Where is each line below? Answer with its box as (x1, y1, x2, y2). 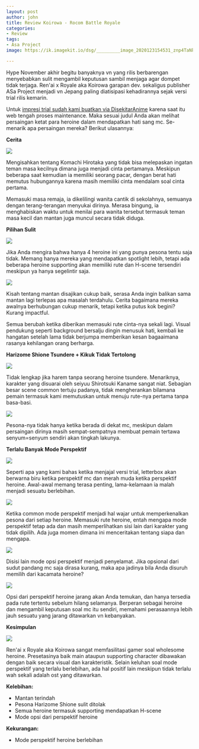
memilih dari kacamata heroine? (6, 570, 84, 577)
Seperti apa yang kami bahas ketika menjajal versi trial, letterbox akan (6, 468, 176, 475)
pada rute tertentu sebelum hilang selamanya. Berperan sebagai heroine (6, 599, 182, 606)
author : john (6, 14, 38, 20)
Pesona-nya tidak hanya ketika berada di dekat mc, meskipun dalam (6, 421, 173, 428)
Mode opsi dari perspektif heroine (14, 713, 98, 720)
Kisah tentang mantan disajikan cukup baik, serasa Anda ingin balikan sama (6, 290, 191, 297)
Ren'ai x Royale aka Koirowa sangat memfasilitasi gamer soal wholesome (6, 646, 185, 653)
